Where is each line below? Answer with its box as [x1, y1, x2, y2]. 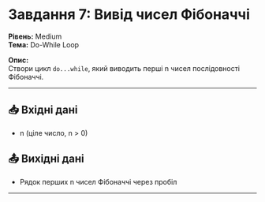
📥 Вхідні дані [8, 103, 78, 117]
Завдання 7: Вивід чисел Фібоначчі [8, 6, 251, 24]
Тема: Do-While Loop [8, 39, 80, 49]
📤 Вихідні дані [8, 152, 84, 166]
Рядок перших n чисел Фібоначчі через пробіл [19, 177, 177, 186]
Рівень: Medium [8, 32, 62, 41]
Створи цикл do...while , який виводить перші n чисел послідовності [8, 63, 241, 73]
